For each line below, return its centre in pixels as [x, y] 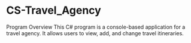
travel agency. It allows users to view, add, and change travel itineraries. [95, 33]
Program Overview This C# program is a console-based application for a [96, 27]
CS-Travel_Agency [54, 10]
